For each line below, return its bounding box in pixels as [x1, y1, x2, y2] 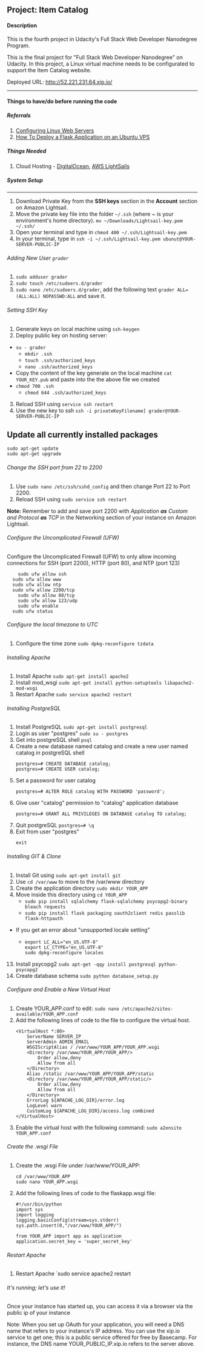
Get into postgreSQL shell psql [15, 736, 93, 744]
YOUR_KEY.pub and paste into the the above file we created [15, 376, 160, 383]
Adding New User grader [7, 254, 69, 262]
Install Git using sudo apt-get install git [15, 871, 121, 879]
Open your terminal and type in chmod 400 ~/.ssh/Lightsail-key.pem [15, 229, 187, 236]
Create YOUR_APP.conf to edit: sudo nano [15, 1005, 120, 1012]
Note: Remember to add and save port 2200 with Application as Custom [7, 507, 188, 515]
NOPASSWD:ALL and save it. [42, 293, 106, 300]
